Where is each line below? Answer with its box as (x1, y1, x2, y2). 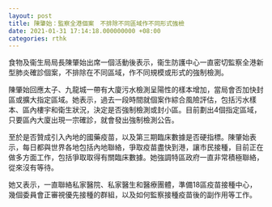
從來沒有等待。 (8, 163, 58, 172)
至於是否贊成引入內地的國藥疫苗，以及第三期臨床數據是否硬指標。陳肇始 (8, 133, 249, 142)
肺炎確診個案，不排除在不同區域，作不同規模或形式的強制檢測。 (15, 68, 228, 78)
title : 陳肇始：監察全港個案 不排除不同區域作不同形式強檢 (8, 19, 185, 27)
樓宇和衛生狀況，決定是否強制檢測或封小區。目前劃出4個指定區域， (36, 105, 261, 115)
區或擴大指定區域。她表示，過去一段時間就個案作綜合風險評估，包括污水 (8, 95, 249, 105)
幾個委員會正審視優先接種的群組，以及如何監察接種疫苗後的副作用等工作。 (8, 190, 257, 200)
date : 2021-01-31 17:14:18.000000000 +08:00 (8, 27, 161, 35)
